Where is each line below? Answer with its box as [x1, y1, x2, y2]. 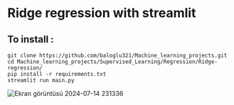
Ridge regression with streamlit [7, 5, 196, 21]
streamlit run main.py [7, 77, 75, 84]
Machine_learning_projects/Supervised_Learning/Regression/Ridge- [16, 58, 218, 65]
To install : [7, 33, 55, 45]
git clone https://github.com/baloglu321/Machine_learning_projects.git [7, 52, 228, 59]
